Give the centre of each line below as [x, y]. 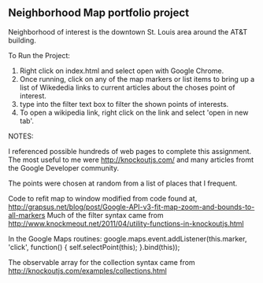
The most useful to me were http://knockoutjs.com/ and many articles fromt [131, 160]
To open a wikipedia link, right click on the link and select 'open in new [134, 112]
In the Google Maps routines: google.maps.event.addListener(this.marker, [128, 238]
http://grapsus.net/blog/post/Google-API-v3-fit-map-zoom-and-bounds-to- [131, 207]
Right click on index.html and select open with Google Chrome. [122, 71]
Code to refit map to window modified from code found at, [103, 198]
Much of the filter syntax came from [105, 215]
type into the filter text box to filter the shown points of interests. [124, 104]
